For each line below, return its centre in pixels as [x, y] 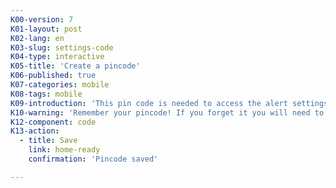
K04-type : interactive [57, 57]
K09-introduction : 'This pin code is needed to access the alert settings [169, 103]
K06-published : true [53, 76]
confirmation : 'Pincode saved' [93, 159]
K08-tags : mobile [46, 94]
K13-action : [35, 131]
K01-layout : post [46, 29]
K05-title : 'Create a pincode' [75, 66]
